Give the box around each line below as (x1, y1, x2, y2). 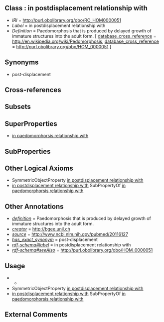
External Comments (4, 311, 68, 319)
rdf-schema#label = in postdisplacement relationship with (11, 242, 131, 248)
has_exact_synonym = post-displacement (11, 236, 98, 243)
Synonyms (4, 58, 39, 67)
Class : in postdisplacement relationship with (4, 4, 148, 12)
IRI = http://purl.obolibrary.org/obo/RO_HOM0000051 (11, 17, 122, 23)
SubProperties (4, 147, 51, 156)
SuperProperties (4, 119, 58, 128)
